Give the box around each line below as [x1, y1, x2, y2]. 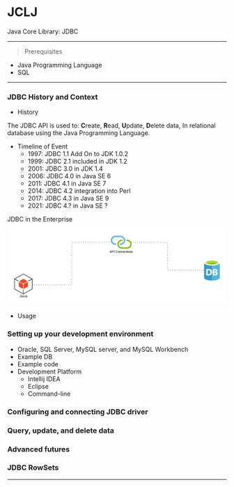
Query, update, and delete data [7, 426, 115, 435]
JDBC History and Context [7, 92, 98, 102]
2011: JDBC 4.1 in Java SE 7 [27, 179, 107, 188]
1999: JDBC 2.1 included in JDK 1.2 [27, 157, 127, 166]
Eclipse [27, 382, 49, 390]
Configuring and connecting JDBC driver [7, 407, 148, 417]
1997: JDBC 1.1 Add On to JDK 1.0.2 [27, 150, 129, 158]
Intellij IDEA [27, 374, 61, 383]
